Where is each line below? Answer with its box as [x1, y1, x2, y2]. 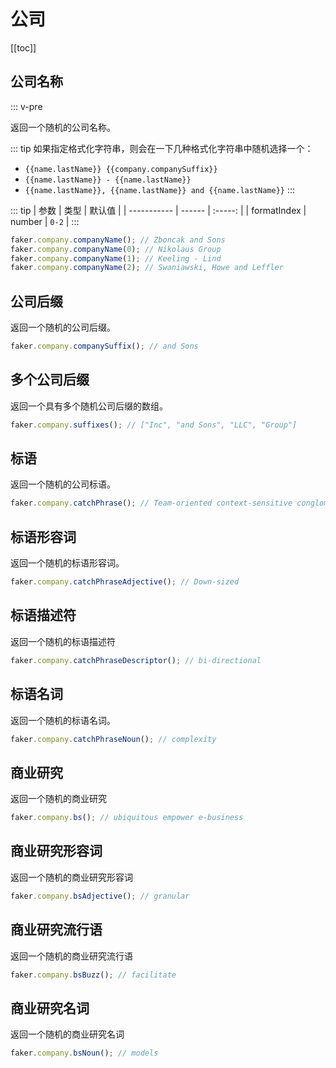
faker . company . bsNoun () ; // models [10, 1048, 159, 1059]
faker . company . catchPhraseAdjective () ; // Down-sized [10, 577, 240, 587]
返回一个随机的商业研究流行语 [10, 950, 133, 962]
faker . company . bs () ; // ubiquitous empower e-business [10, 813, 244, 823]
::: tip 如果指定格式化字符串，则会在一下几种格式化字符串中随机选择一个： [10, 142, 314, 154]
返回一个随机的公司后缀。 [10, 321, 116, 334]
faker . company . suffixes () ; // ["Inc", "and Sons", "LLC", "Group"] [10, 420, 298, 430]
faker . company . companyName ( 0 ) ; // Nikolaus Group [10, 244, 222, 254]
